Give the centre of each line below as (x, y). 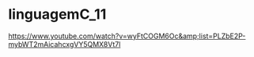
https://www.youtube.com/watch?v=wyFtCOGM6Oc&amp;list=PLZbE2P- (127, 36)
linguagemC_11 (57, 14)
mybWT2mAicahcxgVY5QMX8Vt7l (64, 44)
